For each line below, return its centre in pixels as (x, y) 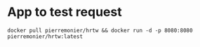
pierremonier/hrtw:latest (45, 36)
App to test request (65, 12)
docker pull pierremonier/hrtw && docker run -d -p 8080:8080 (100, 30)
